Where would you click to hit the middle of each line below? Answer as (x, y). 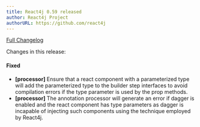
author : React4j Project (37, 17)
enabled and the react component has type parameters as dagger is (99, 104)
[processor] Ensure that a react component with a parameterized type (102, 79)
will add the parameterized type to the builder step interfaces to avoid (101, 85)
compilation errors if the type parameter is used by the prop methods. (101, 91)
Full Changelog (25, 40)
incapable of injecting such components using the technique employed (103, 111)
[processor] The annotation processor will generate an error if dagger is (105, 98)
